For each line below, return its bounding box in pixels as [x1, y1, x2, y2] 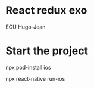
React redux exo [5, 4, 87, 17]
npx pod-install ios [5, 64, 51, 71]
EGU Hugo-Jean [5, 23, 46, 30]
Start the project [5, 44, 89, 58]
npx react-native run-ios [5, 75, 65, 82]
